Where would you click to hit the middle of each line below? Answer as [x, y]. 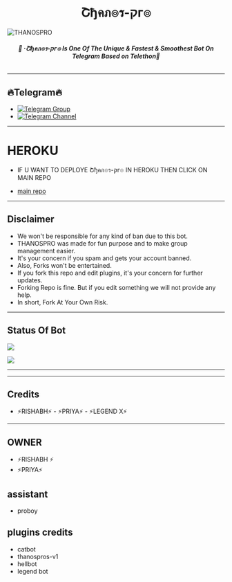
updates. [30, 280]
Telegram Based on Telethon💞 [116, 56]
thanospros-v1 [38, 556]
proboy [27, 511]
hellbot [27, 564]
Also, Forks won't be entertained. [64, 265]
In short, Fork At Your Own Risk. [62, 302]
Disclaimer [31, 219]
